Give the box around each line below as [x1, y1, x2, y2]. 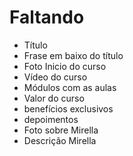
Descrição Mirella [23, 134, 97, 146]
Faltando [9, 6, 85, 29]
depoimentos [23, 113, 79, 125]
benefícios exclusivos [23, 102, 114, 115]
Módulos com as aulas [23, 81, 117, 93]
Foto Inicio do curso [23, 60, 107, 72]
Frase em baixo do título [23, 49, 124, 61]
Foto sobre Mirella [23, 124, 99, 136]
